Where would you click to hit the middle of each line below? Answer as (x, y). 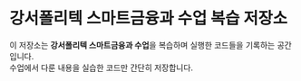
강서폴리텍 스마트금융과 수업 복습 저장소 (149, 18)
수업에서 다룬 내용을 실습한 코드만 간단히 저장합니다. (101, 67)
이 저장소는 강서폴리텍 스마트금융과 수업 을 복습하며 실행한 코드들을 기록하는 (142, 45)
